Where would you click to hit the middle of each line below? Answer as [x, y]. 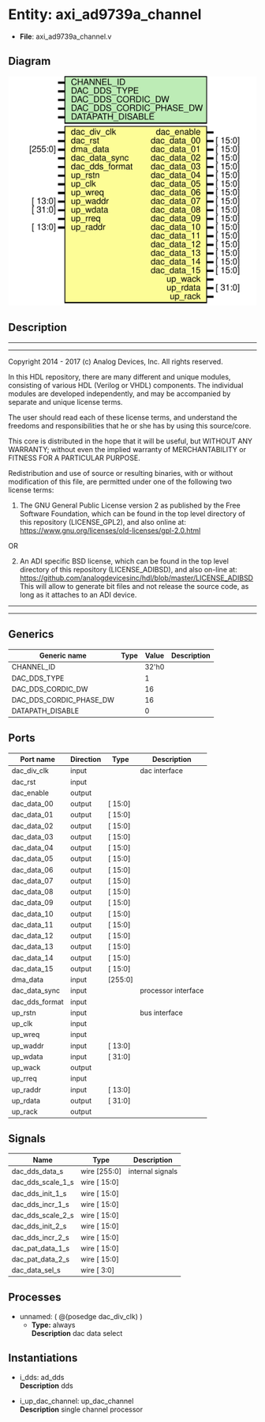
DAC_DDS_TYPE [38, 678]
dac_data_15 [32, 968]
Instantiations [43, 1358]
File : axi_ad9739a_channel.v [65, 36]
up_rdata [26, 1100]
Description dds [46, 1386]
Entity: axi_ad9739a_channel [105, 15]
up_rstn [24, 1013]
